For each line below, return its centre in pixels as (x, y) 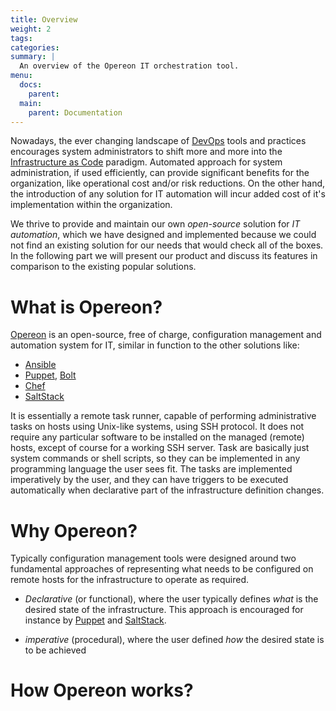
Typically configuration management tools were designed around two (153, 558)
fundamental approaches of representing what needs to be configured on (162, 569)
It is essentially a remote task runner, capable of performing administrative (163, 416)
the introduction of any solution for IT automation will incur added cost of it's (168, 194)
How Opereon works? (102, 690)
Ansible (40, 365)
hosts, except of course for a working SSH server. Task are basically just (160, 448)
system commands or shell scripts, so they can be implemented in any (155, 458)
